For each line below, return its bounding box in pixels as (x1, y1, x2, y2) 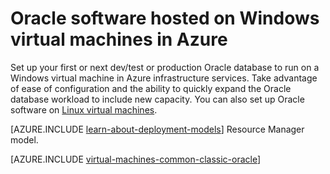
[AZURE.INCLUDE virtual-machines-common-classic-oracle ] (10, 153, 262, 165)
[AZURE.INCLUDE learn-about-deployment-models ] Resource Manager (10, 123, 305, 135)
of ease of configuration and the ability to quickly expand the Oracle (10, 82, 292, 94)
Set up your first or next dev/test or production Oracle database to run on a (10, 61, 320, 73)
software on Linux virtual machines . (10, 103, 158, 116)
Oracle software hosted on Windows (10, 7, 320, 30)
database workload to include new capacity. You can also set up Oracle (10, 93, 305, 105)
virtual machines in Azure (10, 28, 228, 51)
